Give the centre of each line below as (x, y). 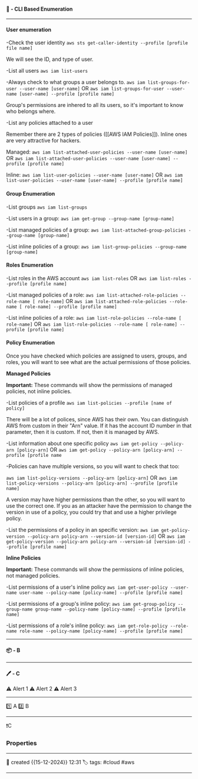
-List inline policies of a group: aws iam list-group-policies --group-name (96, 246)
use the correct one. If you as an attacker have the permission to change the (99, 506)
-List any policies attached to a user (49, 123)
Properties (22, 744)
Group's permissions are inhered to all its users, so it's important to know (95, 105)
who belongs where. (31, 111)
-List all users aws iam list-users (47, 71)
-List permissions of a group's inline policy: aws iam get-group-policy (91, 604)
